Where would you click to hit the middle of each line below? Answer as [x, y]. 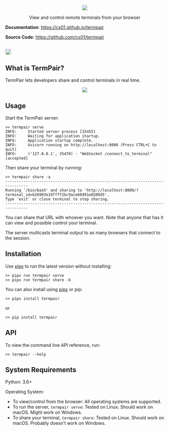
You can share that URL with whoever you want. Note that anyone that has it [84, 218]
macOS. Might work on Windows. [47, 412]
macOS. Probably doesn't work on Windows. [59, 423]
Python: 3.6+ [19, 382]
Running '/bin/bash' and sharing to [44, 190]
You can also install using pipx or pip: [44, 289]
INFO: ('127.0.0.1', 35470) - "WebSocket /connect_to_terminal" [79, 154]
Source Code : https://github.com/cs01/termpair [55, 37]
